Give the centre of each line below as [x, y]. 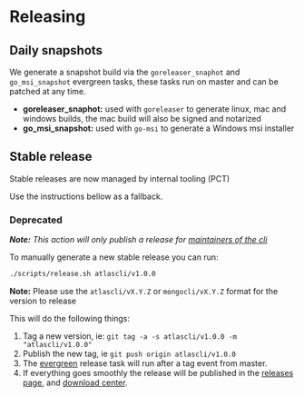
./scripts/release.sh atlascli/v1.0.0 [83, 274]
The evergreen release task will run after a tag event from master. [145, 363]
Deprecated [36, 220]
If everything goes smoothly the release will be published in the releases [158, 372]
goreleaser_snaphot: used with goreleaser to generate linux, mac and [154, 109]
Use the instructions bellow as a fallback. [86, 196]
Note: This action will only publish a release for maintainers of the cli [138, 240]
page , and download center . [75, 382]
